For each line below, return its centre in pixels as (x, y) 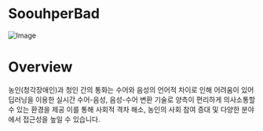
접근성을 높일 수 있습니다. (61, 119)
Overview (40, 67)
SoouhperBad (54, 14)
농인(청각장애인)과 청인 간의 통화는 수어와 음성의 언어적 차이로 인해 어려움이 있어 (131, 89)
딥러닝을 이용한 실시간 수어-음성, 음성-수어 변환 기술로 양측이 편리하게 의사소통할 (132, 100)
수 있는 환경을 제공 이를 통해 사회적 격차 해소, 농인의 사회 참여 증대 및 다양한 (124, 109)
